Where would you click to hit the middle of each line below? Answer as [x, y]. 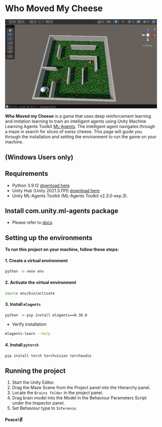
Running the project [35, 371]
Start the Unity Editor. [33, 382]
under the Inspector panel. [38, 403]
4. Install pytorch [22, 345]
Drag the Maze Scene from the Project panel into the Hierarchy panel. [81, 388]
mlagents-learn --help [28, 334]
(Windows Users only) [39, 157]
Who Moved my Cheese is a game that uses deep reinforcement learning [78, 116]
